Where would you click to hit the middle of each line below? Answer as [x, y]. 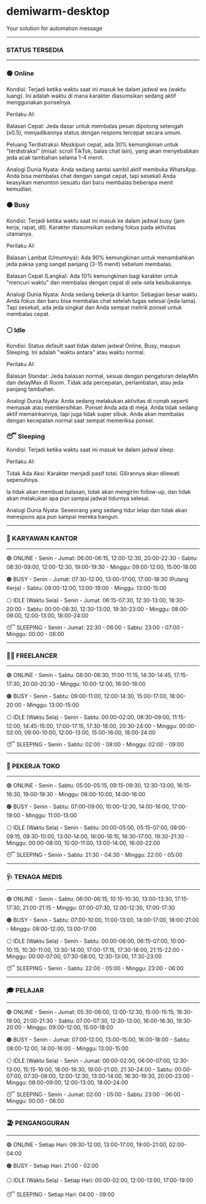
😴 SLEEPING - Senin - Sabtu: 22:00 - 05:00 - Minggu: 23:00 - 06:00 [95, 968]
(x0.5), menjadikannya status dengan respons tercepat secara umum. [94, 132]
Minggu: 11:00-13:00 [51, 815]
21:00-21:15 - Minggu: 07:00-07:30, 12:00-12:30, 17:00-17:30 [99, 907]
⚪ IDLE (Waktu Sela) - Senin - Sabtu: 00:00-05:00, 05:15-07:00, [88, 828]
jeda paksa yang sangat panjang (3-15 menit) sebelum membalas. [90, 264]
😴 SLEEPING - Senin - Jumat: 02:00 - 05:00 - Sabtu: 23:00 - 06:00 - [96, 1094]
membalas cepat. [28, 313]
